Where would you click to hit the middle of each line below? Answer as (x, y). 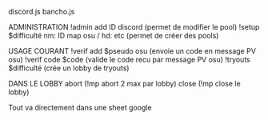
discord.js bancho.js (42, 12)
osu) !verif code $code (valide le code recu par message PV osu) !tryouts (129, 60)
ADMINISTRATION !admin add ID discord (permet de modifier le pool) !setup (134, 27)
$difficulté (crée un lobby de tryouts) (69, 68)
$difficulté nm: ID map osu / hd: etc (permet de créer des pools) (114, 36)
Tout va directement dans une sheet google (80, 108)
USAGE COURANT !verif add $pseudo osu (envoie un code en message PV (132, 51)
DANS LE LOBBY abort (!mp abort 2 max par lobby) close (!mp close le (125, 84)
